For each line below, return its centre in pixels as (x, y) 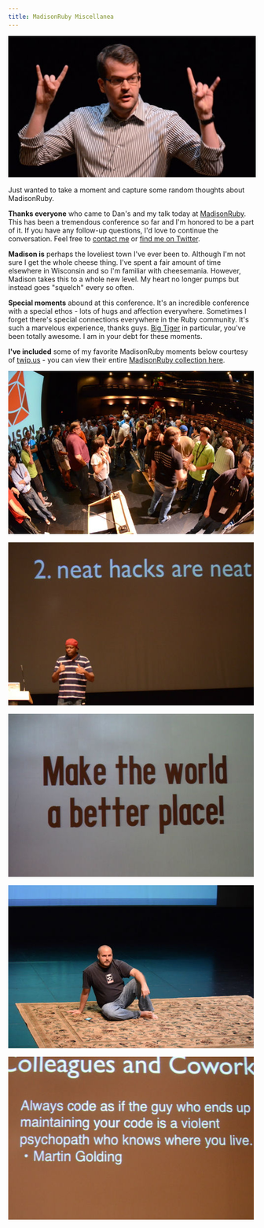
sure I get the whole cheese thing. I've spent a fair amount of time (115, 262)
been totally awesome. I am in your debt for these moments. (105, 336)
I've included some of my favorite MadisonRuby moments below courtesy (128, 352)
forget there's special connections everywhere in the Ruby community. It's (128, 319)
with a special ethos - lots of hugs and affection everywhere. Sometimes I (127, 311)
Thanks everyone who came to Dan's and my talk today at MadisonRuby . (127, 214)
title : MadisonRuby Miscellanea (61, 17)
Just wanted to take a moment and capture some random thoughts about (126, 190)
